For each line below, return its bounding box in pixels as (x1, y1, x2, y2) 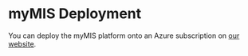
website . (8, 39, 37, 48)
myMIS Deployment (8, 5, 142, 23)
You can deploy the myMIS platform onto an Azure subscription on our (8, 31, 240, 40)
